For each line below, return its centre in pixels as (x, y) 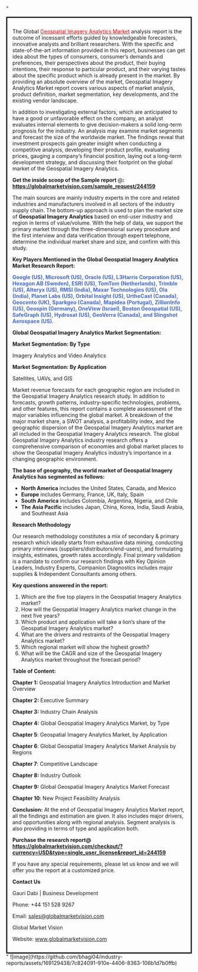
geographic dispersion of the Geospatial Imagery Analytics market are (98, 427)
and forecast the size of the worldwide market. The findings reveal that (98, 137)
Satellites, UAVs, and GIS (42, 378)
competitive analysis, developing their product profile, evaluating (91, 150)
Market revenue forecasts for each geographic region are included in (96, 390)
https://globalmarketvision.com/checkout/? (68, 846)
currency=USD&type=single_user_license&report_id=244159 (89, 853)
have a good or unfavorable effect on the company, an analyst (88, 118)
